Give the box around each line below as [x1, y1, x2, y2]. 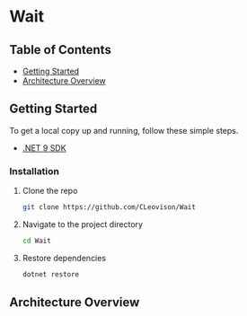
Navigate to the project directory [22, 218, 144, 230]
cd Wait [22, 236, 51, 245]
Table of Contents [9, 42, 112, 57]
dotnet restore [22, 269, 80, 279]
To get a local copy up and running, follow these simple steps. [9, 125, 239, 136]
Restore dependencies [22, 252, 106, 263]
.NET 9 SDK [22, 142, 66, 154]
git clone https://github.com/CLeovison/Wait [22, 203, 196, 212]
